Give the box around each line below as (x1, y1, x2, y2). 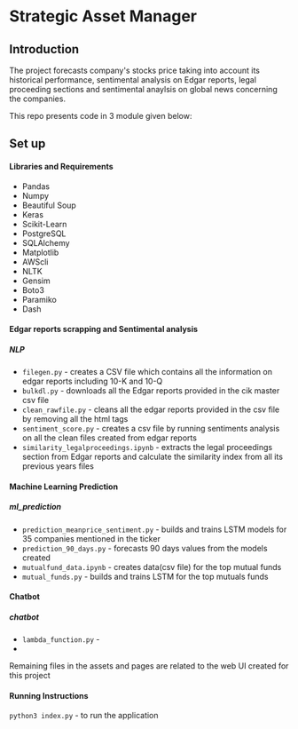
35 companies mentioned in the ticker (21, 533, 161, 543)
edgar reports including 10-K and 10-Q (21, 376, 163, 387)
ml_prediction (9, 502, 62, 512)
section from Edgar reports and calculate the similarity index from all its (21, 451, 284, 463)
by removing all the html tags (21, 414, 129, 424)
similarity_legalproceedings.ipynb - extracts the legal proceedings (21, 442, 273, 453)
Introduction (9, 42, 80, 57)
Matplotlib (21, 247, 59, 258)
